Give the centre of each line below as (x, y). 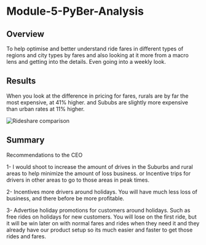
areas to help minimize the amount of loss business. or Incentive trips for (98, 173)
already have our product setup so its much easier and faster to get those (100, 230)
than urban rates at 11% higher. (46, 109)
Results (21, 81)
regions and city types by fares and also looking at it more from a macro (98, 55)
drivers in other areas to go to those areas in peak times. (78, 180)
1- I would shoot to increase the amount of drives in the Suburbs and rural (100, 166)
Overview (26, 34)
